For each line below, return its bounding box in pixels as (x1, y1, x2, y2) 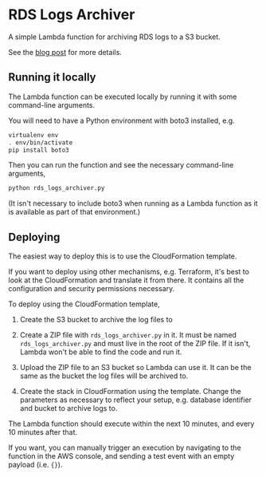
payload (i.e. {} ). (8, 460, 63, 470)
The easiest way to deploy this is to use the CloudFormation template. (8, 251, 237, 261)
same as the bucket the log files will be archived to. (19, 371, 189, 380)
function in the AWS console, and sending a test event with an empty (8, 451, 235, 461)
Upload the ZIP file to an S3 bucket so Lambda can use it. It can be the (19, 363, 252, 373)
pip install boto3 (8, 146, 69, 154)
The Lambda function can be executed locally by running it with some (8, 92, 237, 101)
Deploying (8, 230, 61, 244)
